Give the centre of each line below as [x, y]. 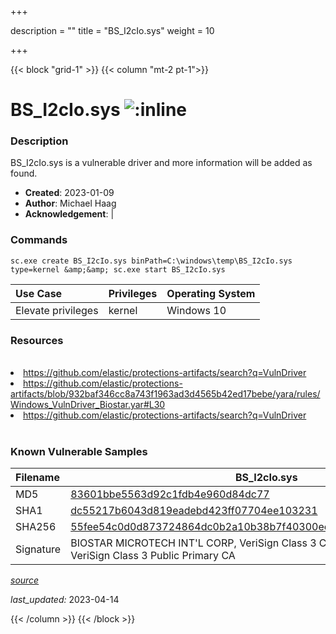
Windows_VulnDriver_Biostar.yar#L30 [88, 405]
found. [24, 173]
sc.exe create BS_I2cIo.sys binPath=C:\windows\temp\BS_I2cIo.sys [151, 261]
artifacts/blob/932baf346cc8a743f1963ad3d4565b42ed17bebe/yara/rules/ [165, 394]
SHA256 [36, 527]
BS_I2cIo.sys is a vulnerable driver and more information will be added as [161, 163]
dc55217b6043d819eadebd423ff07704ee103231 [194, 511]
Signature [38, 549]
